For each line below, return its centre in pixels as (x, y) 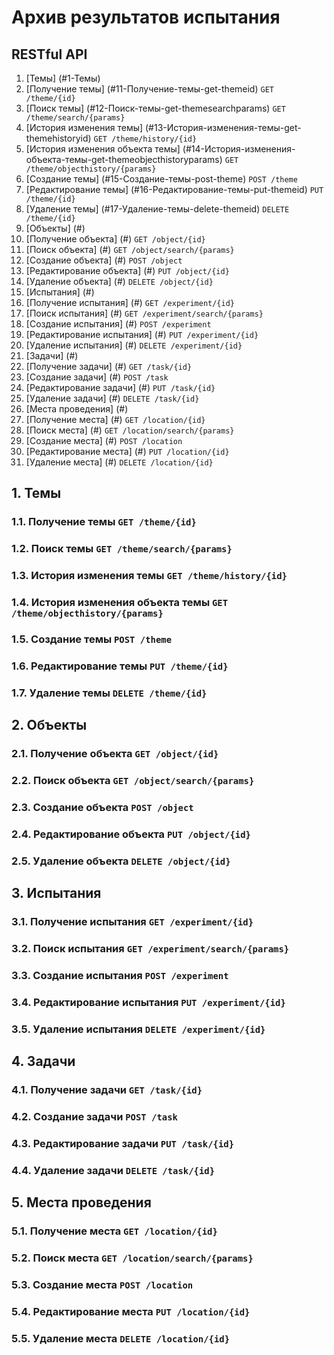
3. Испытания (56, 893)
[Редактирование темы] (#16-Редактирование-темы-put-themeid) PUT (174, 189)
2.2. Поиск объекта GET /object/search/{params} (133, 781)
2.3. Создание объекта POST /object (102, 807)
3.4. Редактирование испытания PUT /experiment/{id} (148, 1002)
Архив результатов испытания (146, 17)
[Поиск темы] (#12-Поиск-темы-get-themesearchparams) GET (155, 108)
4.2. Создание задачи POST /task (94, 1117)
